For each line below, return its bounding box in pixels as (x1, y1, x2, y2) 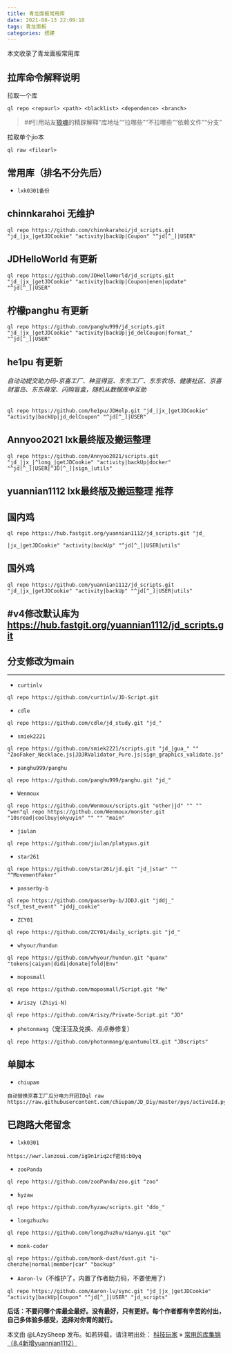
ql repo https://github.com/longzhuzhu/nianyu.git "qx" (7, 1229, 171, 1236)
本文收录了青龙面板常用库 (7, 49, 80, 58)
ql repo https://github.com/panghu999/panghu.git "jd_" (7, 777, 171, 784)
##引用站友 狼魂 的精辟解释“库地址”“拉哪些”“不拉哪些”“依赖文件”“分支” (23, 118, 222, 127)
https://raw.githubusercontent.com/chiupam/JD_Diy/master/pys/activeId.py (7, 1098, 227, 1105)
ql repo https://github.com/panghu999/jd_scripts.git (7, 324, 166, 331)
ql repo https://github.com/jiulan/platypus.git (7, 840, 150, 847)
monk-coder (17, 1242, 49, 1249)
